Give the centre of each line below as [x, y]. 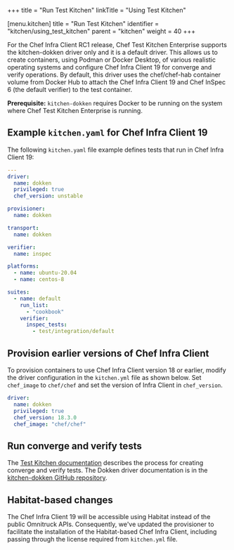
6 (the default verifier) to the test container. [70, 90]
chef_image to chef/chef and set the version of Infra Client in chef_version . [115, 385]
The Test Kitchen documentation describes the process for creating [105, 463]
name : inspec [33, 254]
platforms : [23, 266]
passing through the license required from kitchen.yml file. [92, 539]
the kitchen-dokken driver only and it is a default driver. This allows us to [112, 52]
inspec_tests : [47, 325]
